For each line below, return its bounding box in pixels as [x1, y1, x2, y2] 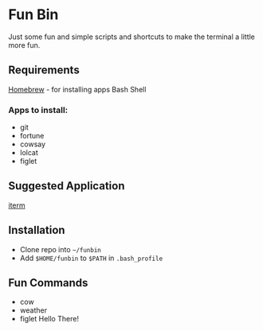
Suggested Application [8, 179, 125, 193]
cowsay [19, 139, 46, 149]
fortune [19, 131, 45, 141]
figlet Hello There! [19, 314, 80, 324]
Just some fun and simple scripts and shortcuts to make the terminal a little [8, 32, 255, 41]
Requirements [8, 64, 80, 77]
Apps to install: [8, 104, 69, 115]
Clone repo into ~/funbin [19, 244, 102, 254]
